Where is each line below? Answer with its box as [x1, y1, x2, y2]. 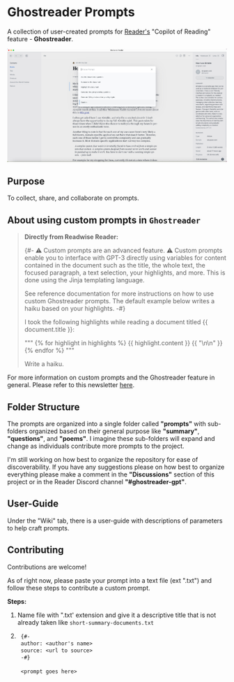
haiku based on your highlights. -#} [24, 305, 126, 313]
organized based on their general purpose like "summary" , [29, 427, 200, 435]
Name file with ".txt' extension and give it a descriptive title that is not [17, 611, 217, 619]
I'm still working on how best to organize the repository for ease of [7, 456, 198, 464]
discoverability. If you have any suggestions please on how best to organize [7, 463, 225, 472]
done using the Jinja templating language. [24, 276, 145, 284]
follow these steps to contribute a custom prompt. [7, 583, 151, 592]
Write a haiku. [24, 360, 64, 368]
